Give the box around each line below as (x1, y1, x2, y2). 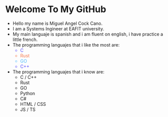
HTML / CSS (20, 101, 46, 107)
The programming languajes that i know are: (12, 68, 104, 74)
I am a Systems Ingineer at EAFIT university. (12, 25, 104, 31)
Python (20, 90, 35, 96)
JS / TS (20, 106, 36, 112)
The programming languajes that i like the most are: (12, 42, 120, 48)
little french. (12, 36, 38, 43)
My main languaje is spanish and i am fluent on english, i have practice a (12, 31, 163, 37)
